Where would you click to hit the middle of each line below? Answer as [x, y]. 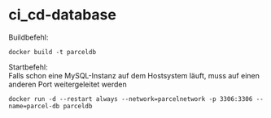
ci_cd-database [62, 15]
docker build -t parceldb [52, 52]
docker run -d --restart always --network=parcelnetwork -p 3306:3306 [131, 99]
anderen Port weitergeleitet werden [68, 84]
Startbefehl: [28, 67]
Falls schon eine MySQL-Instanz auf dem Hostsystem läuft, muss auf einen [134, 75]
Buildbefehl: [28, 37]
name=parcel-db [34, 106]
